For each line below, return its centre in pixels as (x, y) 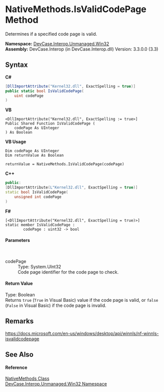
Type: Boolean (20, 295)
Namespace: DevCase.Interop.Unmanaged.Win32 (57, 43)
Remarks (20, 321)
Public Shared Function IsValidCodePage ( (50, 124)
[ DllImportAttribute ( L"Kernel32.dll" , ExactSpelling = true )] (71, 187)
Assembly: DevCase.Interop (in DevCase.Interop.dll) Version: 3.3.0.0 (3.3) (82, 49)
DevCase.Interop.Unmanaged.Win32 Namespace (56, 384)
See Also (19, 354)
